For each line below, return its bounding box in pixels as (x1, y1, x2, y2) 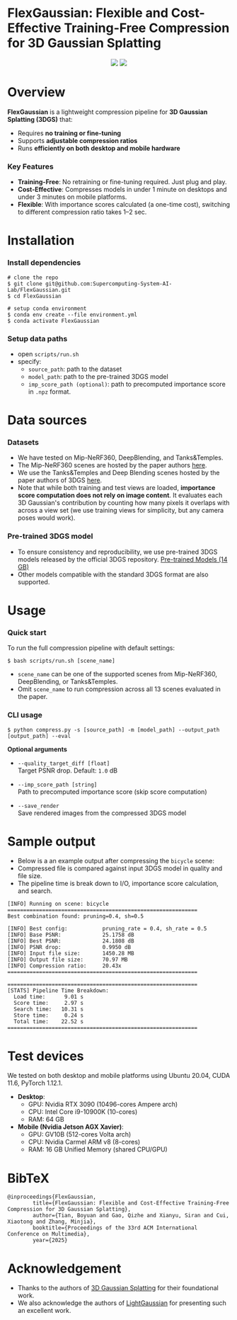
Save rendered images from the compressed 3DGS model (17, 809, 187, 817)
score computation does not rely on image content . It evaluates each (17, 491, 223, 500)
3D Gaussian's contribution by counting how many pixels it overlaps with (17, 499, 230, 507)
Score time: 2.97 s (13, 1000, 83, 1007)
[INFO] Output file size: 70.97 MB (7, 956, 129, 964)
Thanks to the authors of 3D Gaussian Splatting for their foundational (17, 1284, 219, 1292)
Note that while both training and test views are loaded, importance (17, 484, 216, 492)
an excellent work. (17, 1307, 71, 1315)
